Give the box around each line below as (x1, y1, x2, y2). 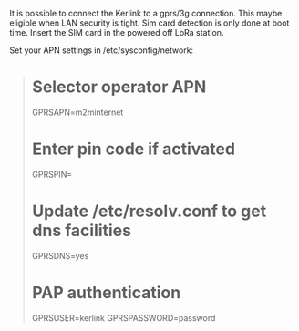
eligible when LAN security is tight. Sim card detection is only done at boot (9, 17, 290, 28)
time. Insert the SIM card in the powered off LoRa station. (9, 27, 224, 37)
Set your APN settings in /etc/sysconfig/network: (9, 45, 194, 56)
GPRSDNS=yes (31, 250, 89, 261)
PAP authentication (31, 283, 181, 303)
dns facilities (31, 221, 132, 241)
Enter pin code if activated (31, 139, 235, 160)
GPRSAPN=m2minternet (31, 107, 124, 118)
